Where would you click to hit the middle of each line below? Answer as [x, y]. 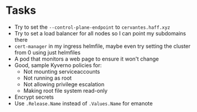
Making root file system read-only [65, 90]
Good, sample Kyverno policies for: [58, 65]
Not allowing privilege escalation [64, 84]
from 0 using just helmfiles [47, 52]
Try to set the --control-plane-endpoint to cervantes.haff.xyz [92, 27]
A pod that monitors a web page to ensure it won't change [86, 59]
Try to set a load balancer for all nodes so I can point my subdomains [100, 33]
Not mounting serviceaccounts [62, 71]
